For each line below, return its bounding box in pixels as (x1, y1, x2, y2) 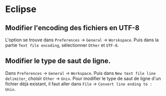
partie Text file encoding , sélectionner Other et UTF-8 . (5, 42, 119, 48)
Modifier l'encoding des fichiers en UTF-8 (5, 24, 140, 32)
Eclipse (5, 4, 37, 15)
